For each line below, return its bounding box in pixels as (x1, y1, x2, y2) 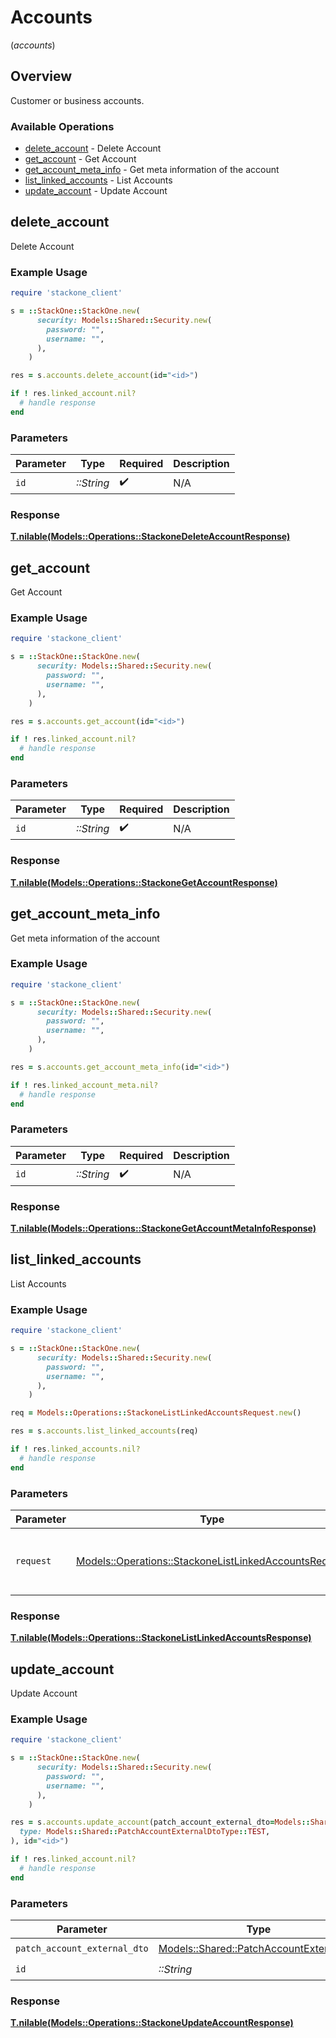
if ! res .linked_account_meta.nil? (10, 1080, 159, 1090)
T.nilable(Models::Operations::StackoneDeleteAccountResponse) (10, 531, 291, 543)
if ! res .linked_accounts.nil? (10, 1444, 141, 1455)
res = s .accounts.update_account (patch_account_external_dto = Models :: (10, 1817, 311, 1828)
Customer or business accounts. (10, 94, 145, 106)
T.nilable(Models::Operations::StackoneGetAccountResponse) (10, 876, 278, 888)
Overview (10, 68, 73, 85)
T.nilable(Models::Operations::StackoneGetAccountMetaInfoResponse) (10, 1222, 317, 1235)
